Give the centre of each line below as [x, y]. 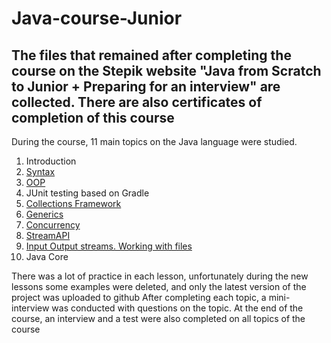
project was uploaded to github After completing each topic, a [139, 297]
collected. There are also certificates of [137, 102]
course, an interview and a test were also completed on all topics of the [158, 318]
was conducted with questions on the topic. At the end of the [177, 308]
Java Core [47, 256]
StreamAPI [48, 235]
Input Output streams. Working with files [109, 246]
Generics [44, 214]
